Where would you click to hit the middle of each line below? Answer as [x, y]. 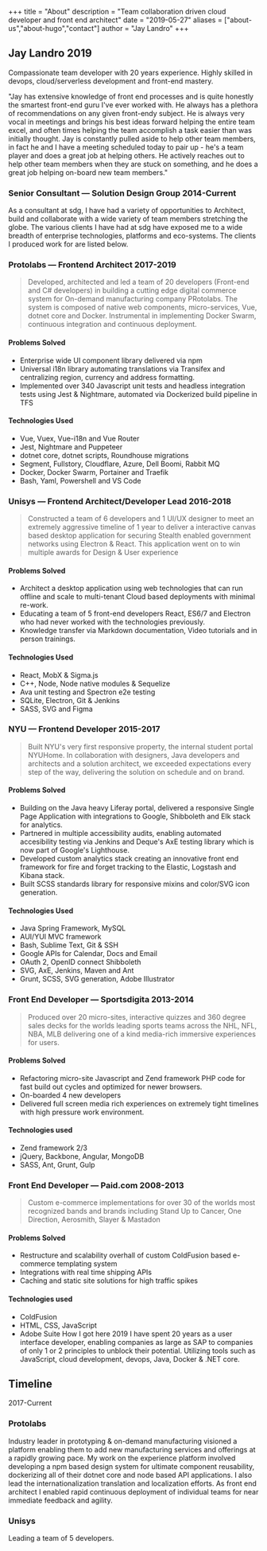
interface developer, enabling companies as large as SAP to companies [136, 1342]
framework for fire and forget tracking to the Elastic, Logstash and [128, 867]
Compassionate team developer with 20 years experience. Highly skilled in [130, 72]
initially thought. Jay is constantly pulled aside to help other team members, [132, 138]
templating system [87, 1264]
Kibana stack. [42, 876]
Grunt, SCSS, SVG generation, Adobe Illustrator [97, 979]
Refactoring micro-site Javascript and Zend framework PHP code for [132, 1078]
